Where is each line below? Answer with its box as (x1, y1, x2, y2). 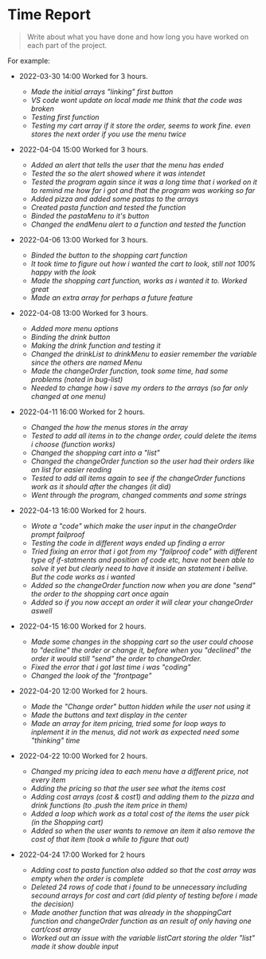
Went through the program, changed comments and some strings (30, 490, 248, 499)
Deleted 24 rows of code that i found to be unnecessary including (30, 882, 248, 891)
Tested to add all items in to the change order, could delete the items (30, 431, 257, 440)
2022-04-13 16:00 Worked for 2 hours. (18, 505, 147, 515)
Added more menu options (30, 323, 119, 333)
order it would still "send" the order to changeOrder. (30, 653, 202, 663)
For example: (7, 56, 51, 65)
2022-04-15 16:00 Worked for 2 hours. (18, 621, 147, 631)
